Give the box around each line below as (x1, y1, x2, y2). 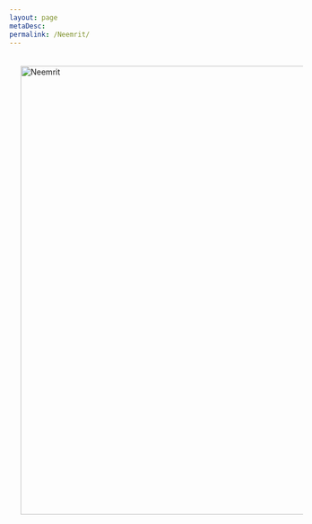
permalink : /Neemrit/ (9, 30, 91, 39)
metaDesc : (9, 22, 47, 31)
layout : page (9, 13, 58, 22)
